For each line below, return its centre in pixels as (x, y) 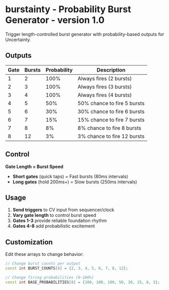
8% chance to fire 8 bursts (110, 128)
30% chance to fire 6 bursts (111, 111)
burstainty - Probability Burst (68, 9)
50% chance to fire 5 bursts (111, 103)
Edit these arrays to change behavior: (44, 254)
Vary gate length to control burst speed (54, 215)
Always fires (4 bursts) (105, 95)
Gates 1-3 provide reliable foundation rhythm (60, 221)
